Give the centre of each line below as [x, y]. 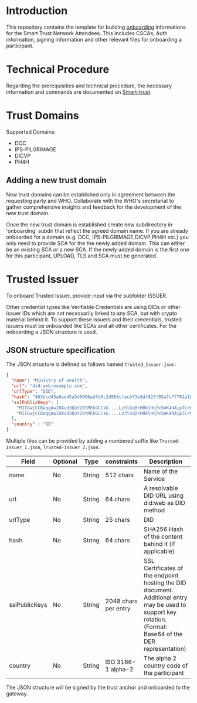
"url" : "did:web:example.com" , [50, 386]
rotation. [155, 619]
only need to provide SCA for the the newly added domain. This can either [96, 243]
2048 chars [121, 601]
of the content [163, 536]
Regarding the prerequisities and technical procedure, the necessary [89, 86]
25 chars [118, 520]
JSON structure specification [61, 350]
